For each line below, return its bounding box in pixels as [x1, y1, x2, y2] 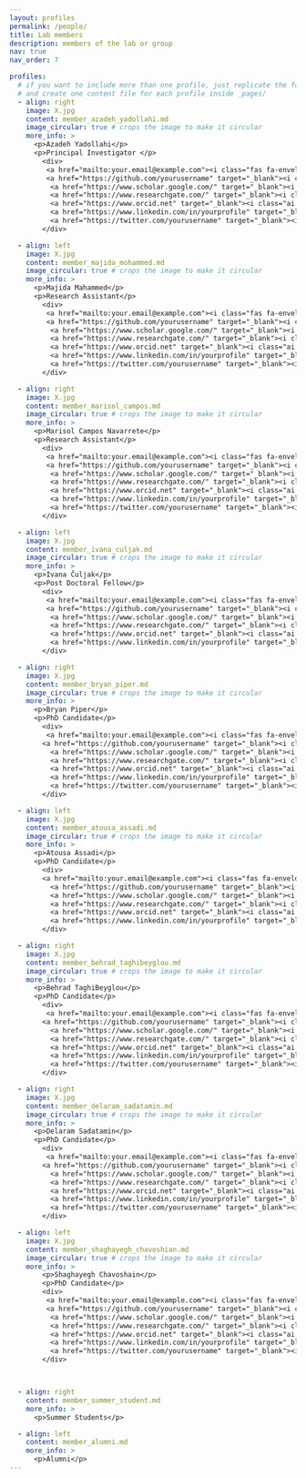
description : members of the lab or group [9, 38, 173, 48]
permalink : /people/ [9, 22, 88, 31]
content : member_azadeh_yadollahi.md [25, 115, 169, 124]
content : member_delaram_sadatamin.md [25, 1101, 173, 1111]
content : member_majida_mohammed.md [25, 258, 166, 267]
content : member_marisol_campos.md [25, 402, 161, 411]
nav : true [9, 47, 47, 56]
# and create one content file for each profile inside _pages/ [17, 88, 267, 98]
